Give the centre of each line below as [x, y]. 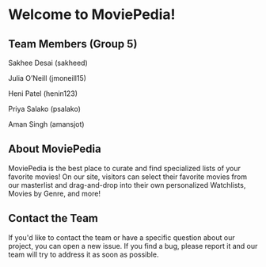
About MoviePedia [55, 149]
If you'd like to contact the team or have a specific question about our [122, 237]
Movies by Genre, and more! [55, 193]
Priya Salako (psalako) [45, 109]
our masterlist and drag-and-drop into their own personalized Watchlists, [127, 185]
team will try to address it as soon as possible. [84, 254]
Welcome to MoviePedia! [92, 15]
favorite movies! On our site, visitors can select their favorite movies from [128, 177]
